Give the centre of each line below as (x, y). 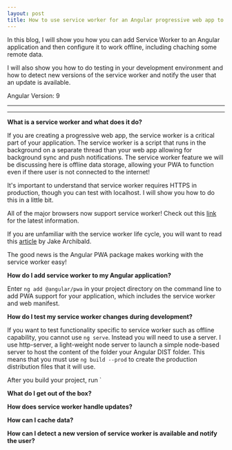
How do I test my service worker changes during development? (100, 316)
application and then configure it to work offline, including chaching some (112, 47)
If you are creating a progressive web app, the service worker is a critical (111, 135)
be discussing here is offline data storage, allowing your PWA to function (110, 164)
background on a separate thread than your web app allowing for (99, 150)
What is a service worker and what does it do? (75, 122)
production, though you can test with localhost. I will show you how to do (111, 192)
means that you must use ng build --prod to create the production (102, 359)
